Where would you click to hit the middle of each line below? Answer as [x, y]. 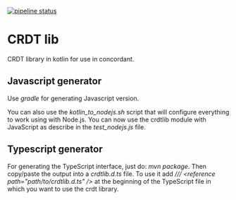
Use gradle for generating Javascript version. [73, 98]
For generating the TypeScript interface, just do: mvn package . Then [107, 166]
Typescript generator [55, 149]
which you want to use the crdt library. [63, 189]
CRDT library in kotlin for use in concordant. [71, 59]
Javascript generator [55, 81]
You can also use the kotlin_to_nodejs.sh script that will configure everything [118, 112]
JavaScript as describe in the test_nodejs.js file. [76, 127]
